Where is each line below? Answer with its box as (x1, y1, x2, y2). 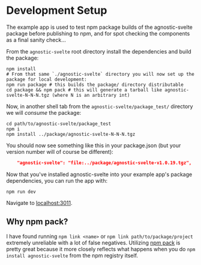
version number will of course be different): (6, 148, 114, 155)
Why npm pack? (6, 217, 68, 227)
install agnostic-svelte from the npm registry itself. (6, 252, 139, 259)
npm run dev (6, 189, 36, 195)
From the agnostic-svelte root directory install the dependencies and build (6, 47, 192, 55)
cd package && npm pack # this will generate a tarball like (6, 87, 163, 93)
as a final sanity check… (6, 36, 66, 43)
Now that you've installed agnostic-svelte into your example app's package (6, 171, 193, 178)
